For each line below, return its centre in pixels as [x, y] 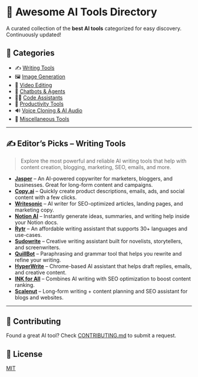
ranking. [25, 285]
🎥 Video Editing [33, 85]
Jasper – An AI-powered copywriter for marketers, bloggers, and [93, 178]
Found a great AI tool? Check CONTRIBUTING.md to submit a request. [91, 336]
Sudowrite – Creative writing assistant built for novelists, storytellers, [98, 241]
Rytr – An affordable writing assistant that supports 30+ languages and [101, 229]
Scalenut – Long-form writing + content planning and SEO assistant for [101, 291]
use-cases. [28, 234]
